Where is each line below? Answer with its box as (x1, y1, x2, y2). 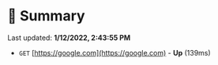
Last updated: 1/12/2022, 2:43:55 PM (7, 33, 131, 42)
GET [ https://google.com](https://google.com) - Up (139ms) (18, 48, 211, 57)
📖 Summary (7, 7, 85, 25)
